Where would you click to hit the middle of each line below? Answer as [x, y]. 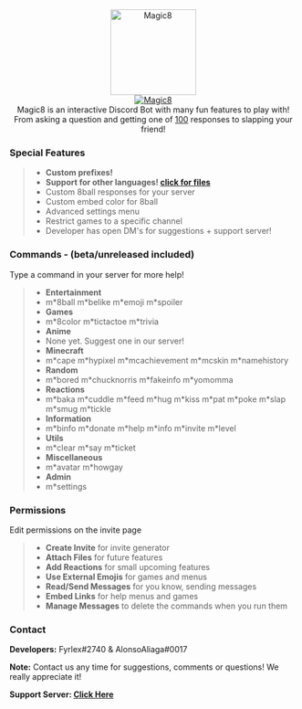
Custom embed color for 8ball [101, 202]
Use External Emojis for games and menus [126, 577]
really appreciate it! [46, 677]
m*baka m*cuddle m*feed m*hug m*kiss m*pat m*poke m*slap [165, 399]
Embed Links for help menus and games [122, 596]
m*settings [66, 486]
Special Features [47, 153]
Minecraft [64, 350]
